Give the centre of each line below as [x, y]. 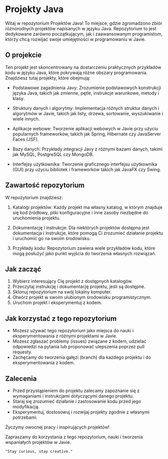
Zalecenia [21, 378]
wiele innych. [26, 119]
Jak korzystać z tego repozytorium [61, 318]
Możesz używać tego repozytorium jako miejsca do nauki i [73, 331]
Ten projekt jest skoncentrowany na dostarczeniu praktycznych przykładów [83, 67]
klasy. [19, 98]
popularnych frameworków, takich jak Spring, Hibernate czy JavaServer [87, 134]
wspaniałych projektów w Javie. [38, 442]
